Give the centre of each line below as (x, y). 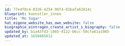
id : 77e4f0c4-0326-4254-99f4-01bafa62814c (48, 9)
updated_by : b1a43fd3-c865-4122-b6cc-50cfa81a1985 (57, 32)
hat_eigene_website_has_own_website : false (49, 23)
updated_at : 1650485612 (29, 36)
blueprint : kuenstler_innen (33, 14)
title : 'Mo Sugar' (23, 18)
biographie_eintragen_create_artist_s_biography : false (62, 27)
